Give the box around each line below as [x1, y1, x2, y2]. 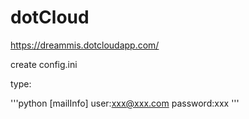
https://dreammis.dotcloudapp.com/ [10, 39, 160, 51]
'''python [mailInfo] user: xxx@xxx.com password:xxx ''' [10, 97, 240, 109]
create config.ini [10, 58, 78, 70]
